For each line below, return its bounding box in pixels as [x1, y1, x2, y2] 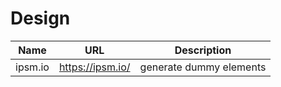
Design [10, 7, 71, 30]
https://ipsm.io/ [58, 60, 131, 74]
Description [174, 43, 232, 57]
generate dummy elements [139, 60, 267, 74]
